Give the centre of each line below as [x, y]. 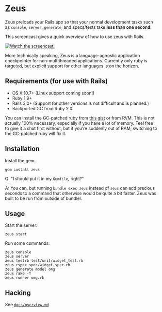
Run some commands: [27, 243]
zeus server [17, 256]
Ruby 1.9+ [22, 98]
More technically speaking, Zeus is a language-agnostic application [73, 55]
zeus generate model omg [30, 269]
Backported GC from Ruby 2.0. [43, 108]
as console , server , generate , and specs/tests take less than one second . [78, 27]
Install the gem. [20, 160]
